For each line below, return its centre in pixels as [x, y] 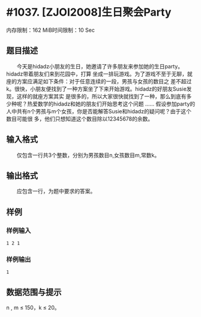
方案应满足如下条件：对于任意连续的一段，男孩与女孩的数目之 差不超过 [104, 81]
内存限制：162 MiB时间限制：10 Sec [50, 30]
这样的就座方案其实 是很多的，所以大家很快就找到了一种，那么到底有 [101, 96]
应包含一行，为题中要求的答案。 [56, 191]
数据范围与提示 [34, 292]
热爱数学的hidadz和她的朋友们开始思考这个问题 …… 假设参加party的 [111, 104]
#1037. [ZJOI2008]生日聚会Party [89, 12]
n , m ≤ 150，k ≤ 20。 [33, 308]
